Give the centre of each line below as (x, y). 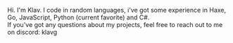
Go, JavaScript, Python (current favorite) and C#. (78, 17)
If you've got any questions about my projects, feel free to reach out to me (115, 25)
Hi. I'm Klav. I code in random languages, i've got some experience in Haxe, (117, 10)
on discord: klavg (32, 32)
